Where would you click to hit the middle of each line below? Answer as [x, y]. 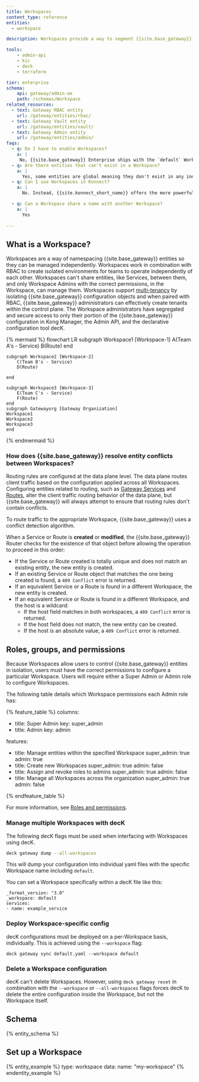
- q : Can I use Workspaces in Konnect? [61, 182]
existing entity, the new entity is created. [64, 567]
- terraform [31, 72]
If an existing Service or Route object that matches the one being [94, 574]
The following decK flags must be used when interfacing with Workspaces [97, 836]
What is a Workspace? [49, 244]
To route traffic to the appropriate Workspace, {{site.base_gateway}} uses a [99, 519]
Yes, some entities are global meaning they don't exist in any [103, 176]
